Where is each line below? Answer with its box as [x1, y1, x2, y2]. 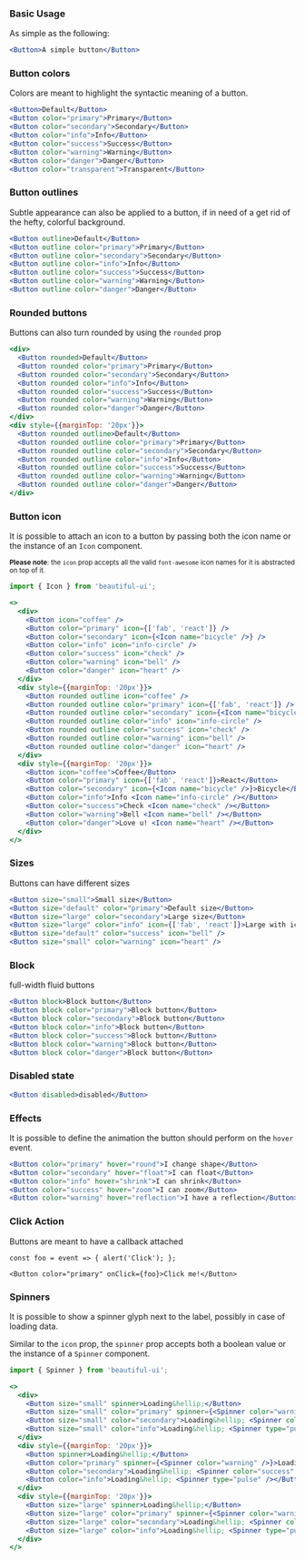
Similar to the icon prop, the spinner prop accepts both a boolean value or [9, 1338, 287, 1349]
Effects [9, 1111, 43, 1124]
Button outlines [9, 186, 79, 198]
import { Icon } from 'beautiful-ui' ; [9, 582, 156, 592]
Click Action [9, 1215, 65, 1228]
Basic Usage [9, 7, 66, 20]
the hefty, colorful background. [9, 217, 125, 228]
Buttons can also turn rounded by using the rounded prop [9, 327, 221, 339]
